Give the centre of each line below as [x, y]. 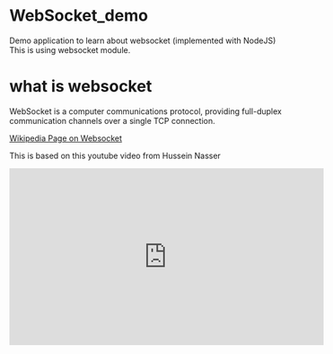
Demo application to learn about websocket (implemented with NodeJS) [143, 40]
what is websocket [81, 87]
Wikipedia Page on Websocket [66, 138]
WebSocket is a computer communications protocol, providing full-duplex [146, 111]
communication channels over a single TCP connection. [112, 120]
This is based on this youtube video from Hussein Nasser [115, 155]
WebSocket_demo [79, 16]
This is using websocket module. [70, 49]
